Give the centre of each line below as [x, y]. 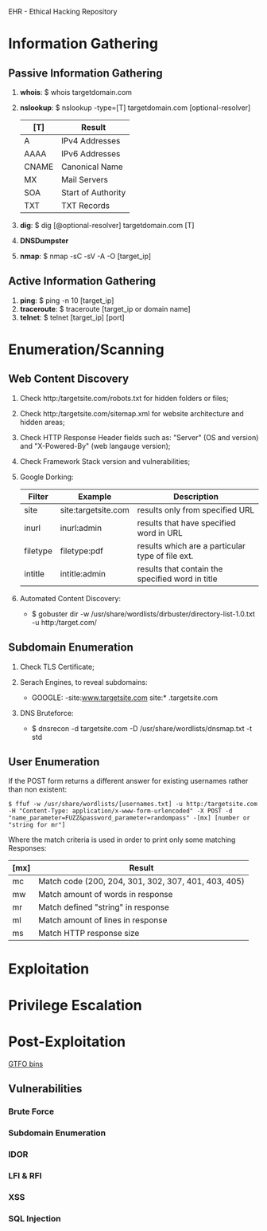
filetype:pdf [81, 551]
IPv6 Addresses [91, 153]
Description [196, 496]
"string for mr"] [37, 825]
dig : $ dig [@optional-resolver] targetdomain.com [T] [107, 225]
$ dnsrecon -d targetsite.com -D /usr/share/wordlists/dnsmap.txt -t [142, 728]
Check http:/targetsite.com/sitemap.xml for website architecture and [132, 413]
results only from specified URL [196, 509]
